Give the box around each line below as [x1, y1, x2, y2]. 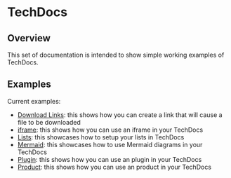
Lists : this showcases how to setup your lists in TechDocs [17, 132, 185, 141]
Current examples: [7, 97, 61, 105]
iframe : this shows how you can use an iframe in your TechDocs [17, 125, 204, 134]
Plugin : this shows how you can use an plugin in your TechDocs [17, 155, 202, 163]
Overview [7, 32, 51, 44]
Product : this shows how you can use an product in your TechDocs [17, 163, 212, 171]
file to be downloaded [17, 118, 81, 126]
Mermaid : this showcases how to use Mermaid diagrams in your [17, 140, 203, 149]
